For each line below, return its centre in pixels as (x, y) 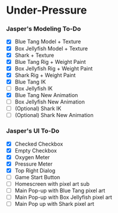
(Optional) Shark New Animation (54, 115)
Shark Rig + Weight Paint (45, 75)
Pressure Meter (34, 164)
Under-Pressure (47, 10)
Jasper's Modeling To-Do (44, 29)
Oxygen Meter (32, 157)
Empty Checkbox (36, 150)
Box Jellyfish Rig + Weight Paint (54, 68)
